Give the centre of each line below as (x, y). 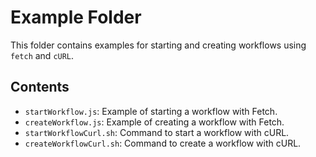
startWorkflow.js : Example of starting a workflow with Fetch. (151, 111)
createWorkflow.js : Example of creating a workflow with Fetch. (154, 122)
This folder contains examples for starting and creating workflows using (158, 45)
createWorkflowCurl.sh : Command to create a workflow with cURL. (163, 143)
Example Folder (76, 17)
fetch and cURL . (42, 55)
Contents (40, 87)
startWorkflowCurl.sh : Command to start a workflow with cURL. (157, 132)
